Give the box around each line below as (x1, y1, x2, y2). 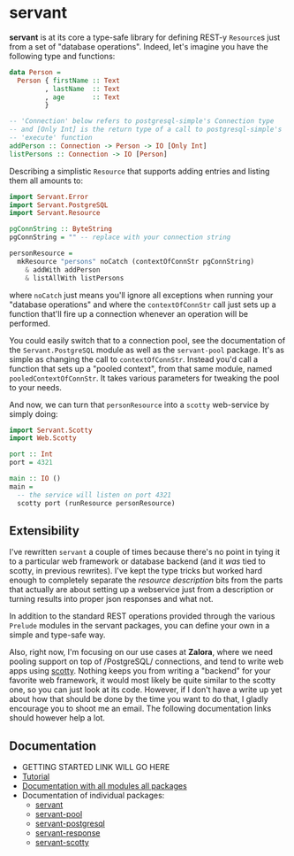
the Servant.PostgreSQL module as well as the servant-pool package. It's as (9, 344, 285, 355)
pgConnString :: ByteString (9, 225, 113, 234)
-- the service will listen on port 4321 (17, 490, 172, 499)
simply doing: (9, 408, 59, 419)
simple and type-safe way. (9, 629, 106, 640)
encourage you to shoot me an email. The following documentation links (9, 703, 272, 714)
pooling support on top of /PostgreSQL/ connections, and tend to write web (9, 656, 284, 667)
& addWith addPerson (25, 265, 101, 274)
